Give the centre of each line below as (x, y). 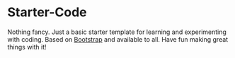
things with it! (27, 47)
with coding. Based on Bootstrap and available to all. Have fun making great (118, 39)
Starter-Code (47, 12)
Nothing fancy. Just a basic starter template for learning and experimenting (117, 32)
